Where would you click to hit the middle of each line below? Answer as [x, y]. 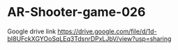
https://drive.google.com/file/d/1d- [107, 31]
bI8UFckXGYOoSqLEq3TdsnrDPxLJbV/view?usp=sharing [89, 38]
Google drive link [32, 31]
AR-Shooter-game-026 [76, 12]
